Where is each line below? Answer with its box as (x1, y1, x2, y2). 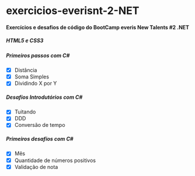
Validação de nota (14, 163, 58, 170)
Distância (14, 67, 37, 74)
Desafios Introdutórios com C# (6, 94, 83, 101)
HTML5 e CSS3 (6, 37, 44, 44)
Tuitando (14, 108, 36, 115)
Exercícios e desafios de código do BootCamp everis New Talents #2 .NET (6, 23, 190, 30)
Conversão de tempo (14, 122, 65, 129)
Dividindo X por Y (14, 80, 57, 87)
